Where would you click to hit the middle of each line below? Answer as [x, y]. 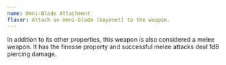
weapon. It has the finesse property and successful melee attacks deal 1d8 [113, 47]
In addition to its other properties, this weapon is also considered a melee [111, 39]
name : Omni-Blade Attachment [49, 13]
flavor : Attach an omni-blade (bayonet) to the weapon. [89, 20]
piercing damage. [32, 54]
